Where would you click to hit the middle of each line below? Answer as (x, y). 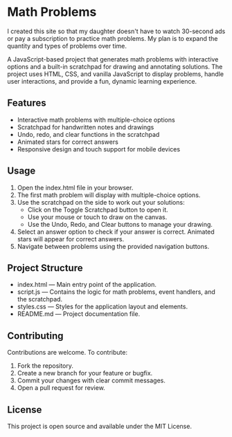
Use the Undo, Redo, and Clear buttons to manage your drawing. (120, 224)
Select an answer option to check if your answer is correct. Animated (116, 232)
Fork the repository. (45, 366)
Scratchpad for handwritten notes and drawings (86, 127)
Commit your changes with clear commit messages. (91, 380)
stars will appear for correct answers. (71, 239)
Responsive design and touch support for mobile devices (99, 149)
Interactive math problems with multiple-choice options (96, 120)
